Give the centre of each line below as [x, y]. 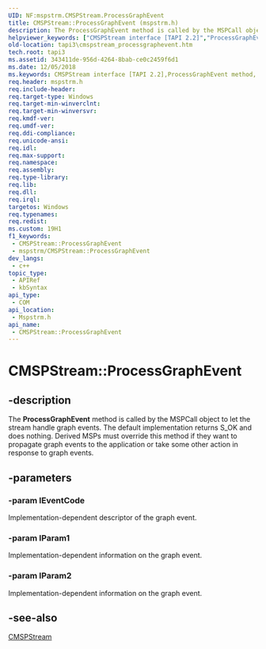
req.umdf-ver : [32, 126]
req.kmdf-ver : [32, 119]
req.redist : [28, 222]
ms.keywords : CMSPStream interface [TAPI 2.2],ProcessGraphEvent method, [133, 74]
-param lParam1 [39, 537]
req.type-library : [38, 178]
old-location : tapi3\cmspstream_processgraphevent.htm [101, 45]
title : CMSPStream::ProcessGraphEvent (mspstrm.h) [93, 23]
